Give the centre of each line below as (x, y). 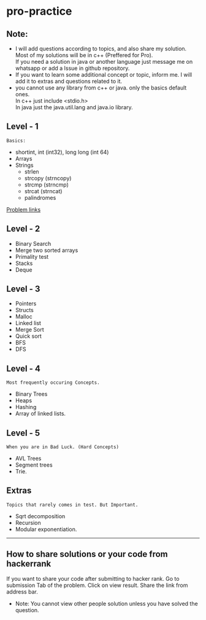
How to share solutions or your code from (87, 554)
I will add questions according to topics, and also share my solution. (101, 48)
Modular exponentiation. (46, 529)
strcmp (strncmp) (46, 185)
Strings (24, 165)
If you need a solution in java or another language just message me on (104, 62)
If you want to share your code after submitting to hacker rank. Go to (93, 578)
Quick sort (28, 336)
